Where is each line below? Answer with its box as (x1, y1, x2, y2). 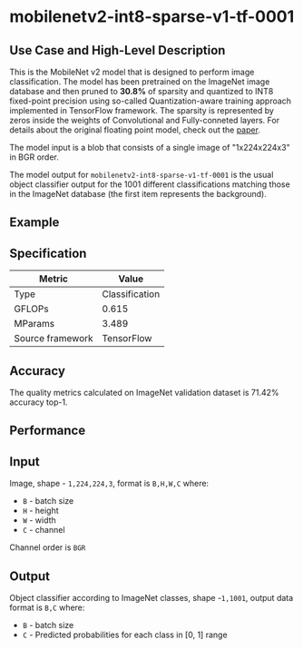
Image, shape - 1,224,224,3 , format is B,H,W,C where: (9, 478, 210, 489)
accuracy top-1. (9, 397, 68, 408)
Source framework (14, 332, 93, 345)
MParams (14, 318, 55, 330)
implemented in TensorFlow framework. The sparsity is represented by (9, 105, 275, 115)
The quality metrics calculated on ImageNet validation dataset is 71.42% (9, 388, 279, 398)
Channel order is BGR (9, 542, 86, 553)
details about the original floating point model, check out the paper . (9, 124, 261, 135)
